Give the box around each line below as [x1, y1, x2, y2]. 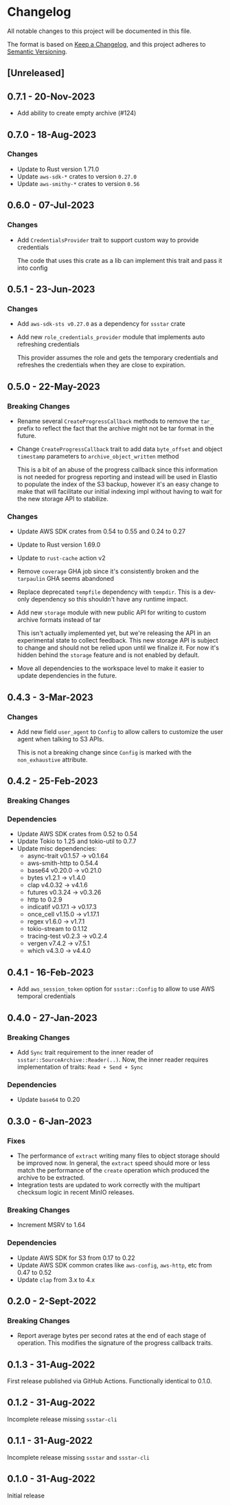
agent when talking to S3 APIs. [16, 735, 104, 743]
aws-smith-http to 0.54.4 [27, 859, 99, 867]
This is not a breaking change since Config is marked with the [16, 748, 192, 756]
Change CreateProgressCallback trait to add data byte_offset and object [16, 444, 223, 453]
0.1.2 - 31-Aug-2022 [7, 1397, 95, 1408]
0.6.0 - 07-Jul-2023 [7, 200, 95, 211]
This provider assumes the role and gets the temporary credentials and [16, 354, 218, 362]
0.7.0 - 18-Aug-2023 [7, 128, 97, 141]
